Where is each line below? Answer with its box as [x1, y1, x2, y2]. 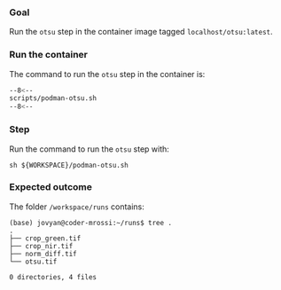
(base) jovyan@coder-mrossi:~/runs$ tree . [9, 218, 173, 227]
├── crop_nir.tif [9, 241, 74, 250]
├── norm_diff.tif [9, 249, 77, 258]
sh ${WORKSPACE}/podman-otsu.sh [9, 161, 129, 169]
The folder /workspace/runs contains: [9, 201, 144, 212]
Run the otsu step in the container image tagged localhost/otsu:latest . [9, 27, 273, 37]
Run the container [9, 49, 89, 61]
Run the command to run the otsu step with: [9, 144, 170, 154]
